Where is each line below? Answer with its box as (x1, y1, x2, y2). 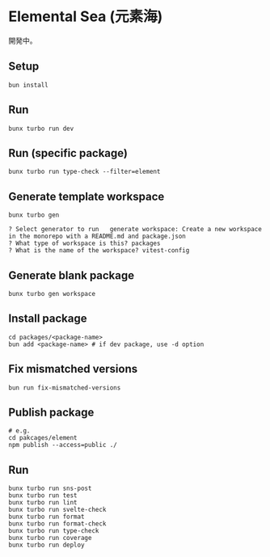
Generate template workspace (8, 189, 165, 203)
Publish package (8, 406, 95, 420)
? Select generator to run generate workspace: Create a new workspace (8, 226, 263, 234)
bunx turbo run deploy (8, 541, 85, 550)
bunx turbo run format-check (8, 520, 107, 528)
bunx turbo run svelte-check (8, 506, 107, 514)
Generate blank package (8, 268, 135, 282)
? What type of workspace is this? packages (8, 239, 161, 247)
